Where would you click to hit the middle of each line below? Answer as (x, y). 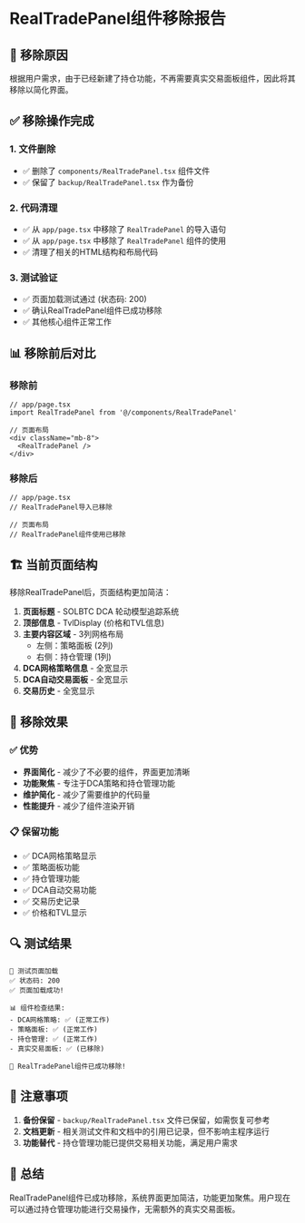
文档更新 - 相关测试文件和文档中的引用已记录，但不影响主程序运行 (146, 1131)
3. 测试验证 (34, 278)
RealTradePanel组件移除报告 (118, 19)
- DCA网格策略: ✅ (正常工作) (60, 1020)
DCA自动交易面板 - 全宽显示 (75, 680)
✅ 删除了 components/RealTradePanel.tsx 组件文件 (116, 171)
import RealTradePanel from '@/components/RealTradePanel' (123, 412)
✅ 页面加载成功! (37, 990)
